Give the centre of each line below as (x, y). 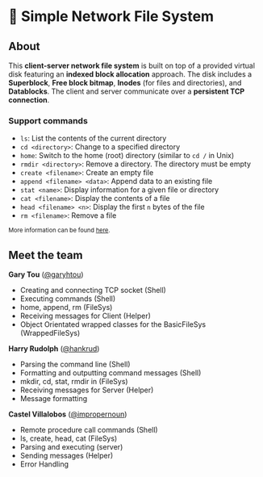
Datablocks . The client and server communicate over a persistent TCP (127, 91)
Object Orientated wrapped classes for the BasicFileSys (113, 324)
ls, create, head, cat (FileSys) (69, 438)
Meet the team (46, 255)
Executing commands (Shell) (68, 299)
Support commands (48, 120)
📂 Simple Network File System (111, 17)
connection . (29, 100)
